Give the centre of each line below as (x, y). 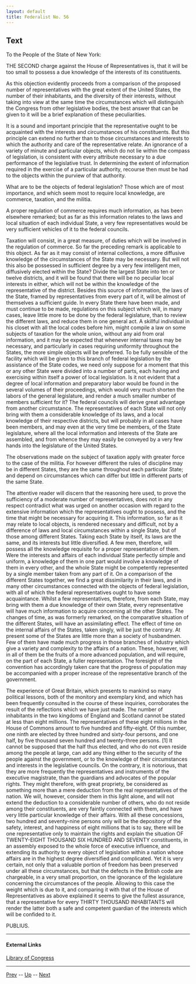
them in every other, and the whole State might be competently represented (97, 568)
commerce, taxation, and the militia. (49, 199)
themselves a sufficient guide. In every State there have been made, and (93, 303)
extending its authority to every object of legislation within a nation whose (95, 852)
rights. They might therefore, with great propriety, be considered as (87, 784)
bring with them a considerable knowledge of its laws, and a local (85, 415)
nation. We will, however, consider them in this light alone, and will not (90, 796)
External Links (24, 944)
